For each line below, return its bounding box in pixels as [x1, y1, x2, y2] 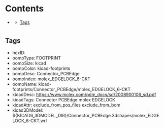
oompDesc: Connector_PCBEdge [12, 70, 80, 76]
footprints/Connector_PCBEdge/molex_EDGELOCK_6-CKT [12, 86, 131, 92]
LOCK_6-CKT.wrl [12, 118, 47, 124]
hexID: [12, 50, 26, 56]
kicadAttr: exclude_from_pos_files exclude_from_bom [12, 102, 121, 108]
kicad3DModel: [12, 107, 43, 113]
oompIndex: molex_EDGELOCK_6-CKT [12, 76, 91, 82]
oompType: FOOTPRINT [12, 55, 61, 61]
